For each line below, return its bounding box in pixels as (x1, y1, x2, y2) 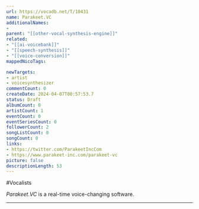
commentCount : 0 (6, 85, 46, 92)
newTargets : (6, 69, 36, 75)
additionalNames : (6, 20, 49, 26)
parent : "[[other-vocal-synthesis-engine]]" (6, 31, 118, 37)
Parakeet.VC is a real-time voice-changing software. (6, 191, 134, 198)
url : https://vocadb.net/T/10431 (6, 8, 89, 15)
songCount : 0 (6, 135, 38, 141)
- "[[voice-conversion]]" (6, 53, 70, 59)
